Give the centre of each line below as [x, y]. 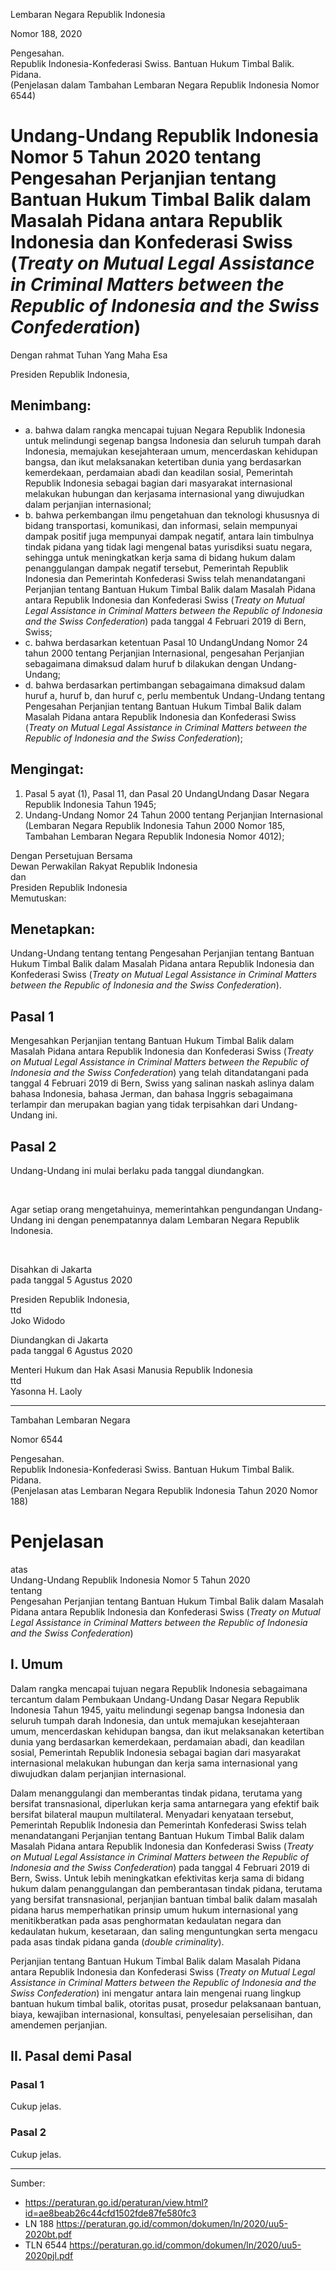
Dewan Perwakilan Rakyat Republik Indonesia [104, 866]
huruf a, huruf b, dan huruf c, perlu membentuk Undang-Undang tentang [175, 695]
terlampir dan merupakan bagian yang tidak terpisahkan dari [135, 1105]
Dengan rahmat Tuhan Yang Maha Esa [89, 355]
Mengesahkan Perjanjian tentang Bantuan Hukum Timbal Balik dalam [152, 1041]
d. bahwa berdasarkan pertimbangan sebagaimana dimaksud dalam [165, 685]
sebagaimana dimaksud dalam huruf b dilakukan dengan [141, 663]
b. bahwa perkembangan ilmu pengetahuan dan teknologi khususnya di [172, 515]
